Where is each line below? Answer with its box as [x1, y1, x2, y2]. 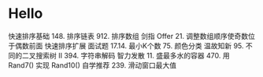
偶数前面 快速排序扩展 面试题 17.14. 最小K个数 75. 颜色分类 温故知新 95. [14, 40, 244, 51]
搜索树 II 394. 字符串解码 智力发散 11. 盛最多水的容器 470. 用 [35, 51, 230, 60]
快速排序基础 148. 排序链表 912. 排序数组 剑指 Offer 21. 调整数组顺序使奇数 [8, 31, 249, 40]
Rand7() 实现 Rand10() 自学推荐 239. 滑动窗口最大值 [8, 60, 177, 70]
